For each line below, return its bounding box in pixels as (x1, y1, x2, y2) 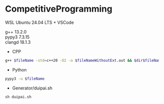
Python (12, 67, 27, 72)
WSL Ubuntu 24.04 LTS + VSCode (5, 19, 74, 25)
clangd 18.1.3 (5, 39, 31, 45)
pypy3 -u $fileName (5, 76, 45, 81)
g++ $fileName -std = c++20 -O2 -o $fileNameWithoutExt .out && (5, 58, 132, 63)
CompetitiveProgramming (5, 3, 113, 15)
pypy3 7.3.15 (5, 34, 30, 40)
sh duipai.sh (5, 94, 32, 99)
